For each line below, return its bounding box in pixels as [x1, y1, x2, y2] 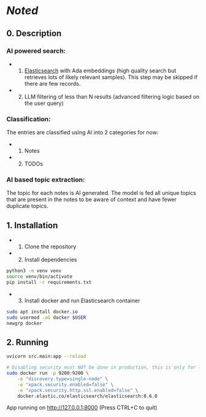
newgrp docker [6, 320, 43, 326]
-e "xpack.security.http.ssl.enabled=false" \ [17, 387, 139, 393]
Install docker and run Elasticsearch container [24, 297, 140, 304]
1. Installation [6, 220, 58, 231]
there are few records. [24, 80, 81, 87]
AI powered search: [6, 47, 66, 55]
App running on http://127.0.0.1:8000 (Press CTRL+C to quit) [6, 404, 158, 411]
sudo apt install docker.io [6, 308, 78, 315]
